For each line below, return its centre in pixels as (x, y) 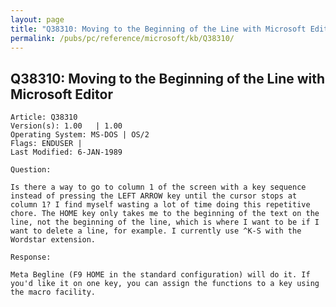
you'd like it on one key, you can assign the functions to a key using (165, 284)
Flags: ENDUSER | (46, 144)
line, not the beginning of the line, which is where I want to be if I (165, 222)
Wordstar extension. (53, 240)
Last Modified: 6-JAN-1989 (66, 152)
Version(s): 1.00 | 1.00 (66, 126)
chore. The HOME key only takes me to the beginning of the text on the (165, 214)
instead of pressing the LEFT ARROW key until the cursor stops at (154, 196)
